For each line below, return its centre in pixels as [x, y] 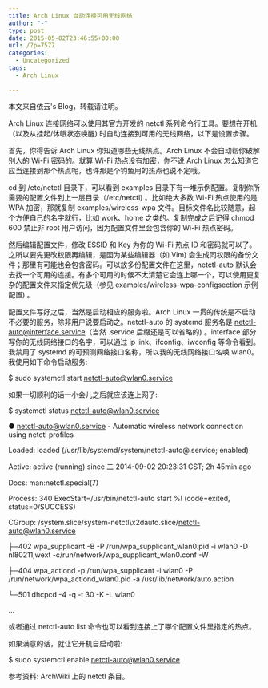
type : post [26, 30]
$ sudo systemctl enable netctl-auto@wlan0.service [94, 659]
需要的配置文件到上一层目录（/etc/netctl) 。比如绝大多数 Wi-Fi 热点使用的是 [133, 197]
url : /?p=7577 [32, 46]
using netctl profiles [41, 435]
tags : [17, 68]
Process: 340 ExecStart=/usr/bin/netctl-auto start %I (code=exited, [119, 498]
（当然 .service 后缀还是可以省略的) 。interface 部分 [171, 332]
